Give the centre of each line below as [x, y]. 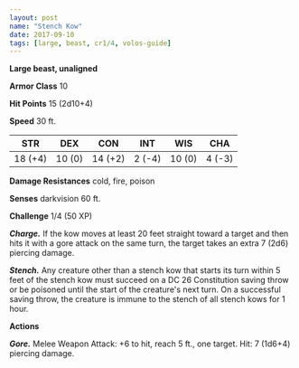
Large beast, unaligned [53, 69]
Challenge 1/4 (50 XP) [51, 216]
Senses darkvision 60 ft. [55, 199]
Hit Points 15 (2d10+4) [51, 104]
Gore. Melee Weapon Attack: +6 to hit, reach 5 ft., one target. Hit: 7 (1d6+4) [150, 344]
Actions [24, 326]
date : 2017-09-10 [42, 34]
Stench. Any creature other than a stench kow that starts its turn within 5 [145, 270]
